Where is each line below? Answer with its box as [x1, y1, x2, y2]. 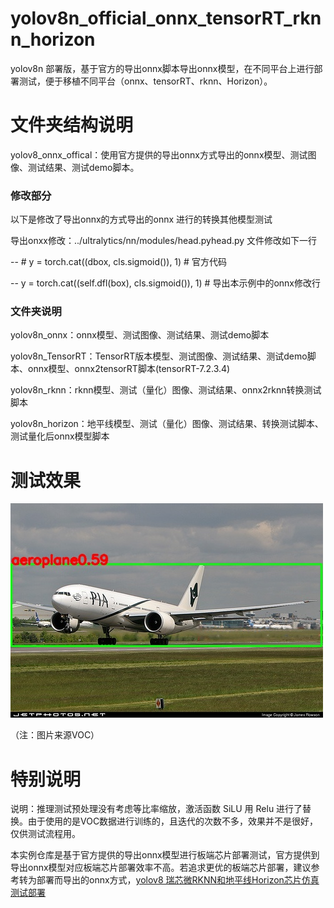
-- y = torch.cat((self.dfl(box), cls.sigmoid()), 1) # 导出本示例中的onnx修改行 [10, 277, 321, 289]
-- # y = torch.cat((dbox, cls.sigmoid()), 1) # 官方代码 [10, 256, 227, 268]
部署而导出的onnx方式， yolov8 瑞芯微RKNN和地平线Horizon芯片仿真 [36, 874, 320, 886]
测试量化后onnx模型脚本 [10, 430, 110, 442]
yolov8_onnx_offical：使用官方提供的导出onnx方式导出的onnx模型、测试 [10, 148, 308, 161]
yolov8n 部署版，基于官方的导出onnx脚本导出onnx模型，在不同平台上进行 [10, 62, 315, 74]
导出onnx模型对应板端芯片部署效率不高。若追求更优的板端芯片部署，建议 [10, 862, 312, 874]
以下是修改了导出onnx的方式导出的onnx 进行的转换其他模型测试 [10, 213, 273, 226]
